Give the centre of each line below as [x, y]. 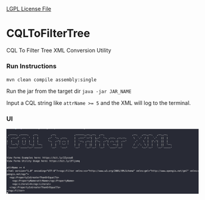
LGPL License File [29, 9]
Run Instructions [31, 66]
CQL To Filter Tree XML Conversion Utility [59, 50]
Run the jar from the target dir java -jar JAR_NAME [69, 91]
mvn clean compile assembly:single [52, 80]
